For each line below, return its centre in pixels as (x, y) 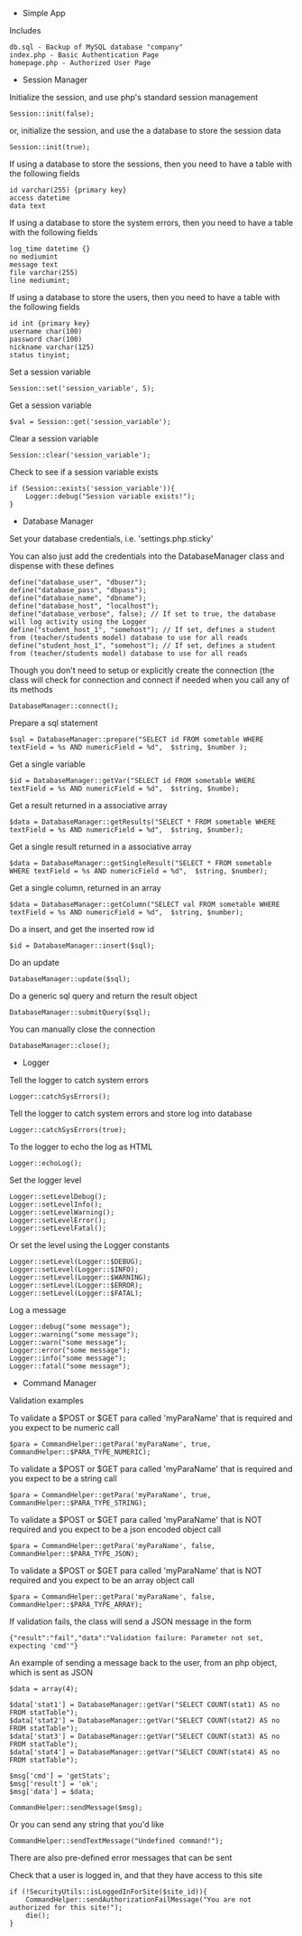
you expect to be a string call (63, 1478)
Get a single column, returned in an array (85, 888)
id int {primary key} (50, 324)
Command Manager (59, 1383)
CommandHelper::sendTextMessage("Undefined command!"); (116, 1841)
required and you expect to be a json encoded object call (115, 1529)
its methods (31, 689)
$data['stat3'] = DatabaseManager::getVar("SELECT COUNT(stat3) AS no (145, 1736)
